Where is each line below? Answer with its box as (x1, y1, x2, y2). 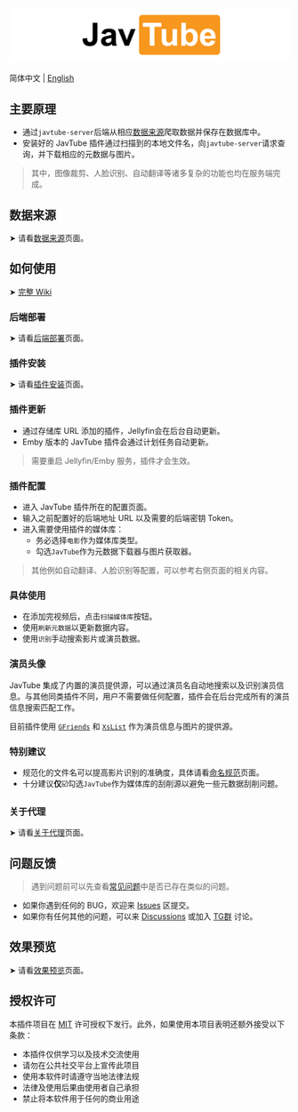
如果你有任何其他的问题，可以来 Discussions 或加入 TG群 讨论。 (21, 911, 258, 922)
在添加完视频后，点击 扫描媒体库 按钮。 (21, 612, 157, 622)
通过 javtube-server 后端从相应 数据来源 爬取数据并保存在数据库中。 (21, 127, 266, 138)
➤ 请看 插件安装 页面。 (9, 379, 89, 389)
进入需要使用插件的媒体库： (21, 524, 125, 535)
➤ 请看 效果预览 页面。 (9, 964, 89, 975)
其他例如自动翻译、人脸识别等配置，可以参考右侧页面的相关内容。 (30, 565, 273, 576)
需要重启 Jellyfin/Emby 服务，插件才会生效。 (30, 455, 196, 466)
